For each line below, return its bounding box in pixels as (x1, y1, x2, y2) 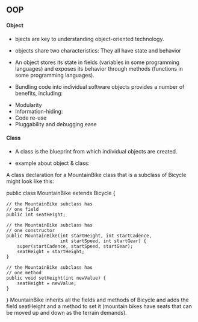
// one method (6, 269, 42, 275)
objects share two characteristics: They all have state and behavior (14, 47, 182, 54)
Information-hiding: (14, 108, 63, 115)
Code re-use (14, 114, 47, 121)
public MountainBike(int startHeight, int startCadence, (6, 233, 152, 239)
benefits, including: (14, 89, 63, 97)
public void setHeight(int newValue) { (6, 275, 107, 281)
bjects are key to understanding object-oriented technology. (14, 35, 164, 42)
